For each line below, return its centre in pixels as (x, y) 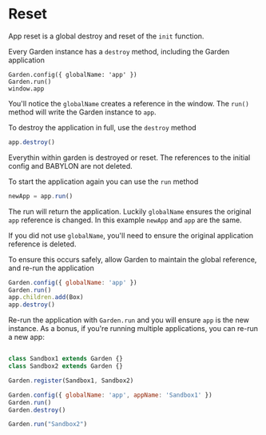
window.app (26, 89)
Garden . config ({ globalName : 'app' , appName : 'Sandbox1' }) (111, 395)
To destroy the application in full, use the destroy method (103, 127)
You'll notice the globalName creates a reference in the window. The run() (129, 103)
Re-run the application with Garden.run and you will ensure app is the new (129, 320)
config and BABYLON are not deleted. (71, 166)
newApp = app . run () (41, 196)
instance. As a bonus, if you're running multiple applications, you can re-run (133, 329)
